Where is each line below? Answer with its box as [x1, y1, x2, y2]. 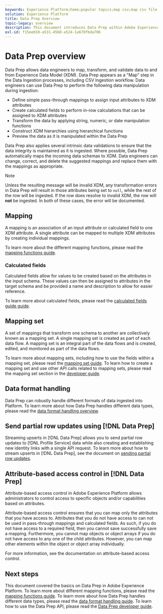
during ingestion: [5, 87, 39, 93]
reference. [5, 288, 26, 295]
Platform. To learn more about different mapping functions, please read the [5, 588, 155, 594]
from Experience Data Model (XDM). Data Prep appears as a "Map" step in [5, 72, 154, 78]
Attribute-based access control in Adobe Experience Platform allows [5, 490, 142, 496]
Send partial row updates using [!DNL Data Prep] [5, 422, 155, 430]
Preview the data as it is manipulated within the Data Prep [12, 133, 128, 139]
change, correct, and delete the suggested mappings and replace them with [5, 158, 157, 164]
